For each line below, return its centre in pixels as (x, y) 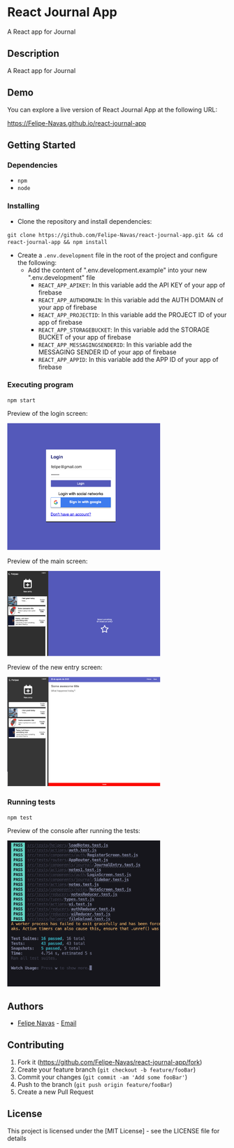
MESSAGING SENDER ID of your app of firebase (107, 352)
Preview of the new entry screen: (55, 668)
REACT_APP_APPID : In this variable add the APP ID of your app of (128, 359)
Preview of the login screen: (47, 413)
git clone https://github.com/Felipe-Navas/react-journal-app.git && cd (115, 235)
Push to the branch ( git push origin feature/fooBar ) (95, 1084)
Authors (25, 1006)
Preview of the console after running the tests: (74, 830)
